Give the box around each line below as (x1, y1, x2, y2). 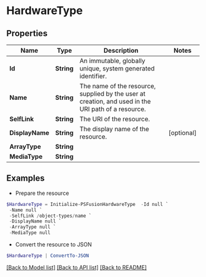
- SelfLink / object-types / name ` (9, 213, 92, 219)
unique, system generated (79, 64, 155, 72)
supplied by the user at (79, 89, 146, 98)
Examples (6, 173, 45, 184)
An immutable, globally (79, 56, 145, 65)
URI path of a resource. (79, 105, 146, 113)
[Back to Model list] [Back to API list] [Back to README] (6, 264, 147, 271)
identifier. (79, 72, 107, 80)
